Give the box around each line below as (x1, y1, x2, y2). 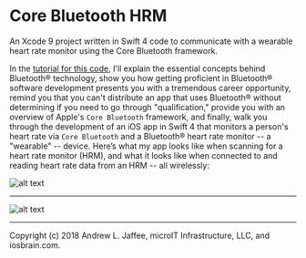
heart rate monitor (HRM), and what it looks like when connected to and (9, 150, 278, 160)
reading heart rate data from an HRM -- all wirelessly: (9, 160, 209, 170)
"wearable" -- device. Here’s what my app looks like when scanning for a (9, 140, 284, 151)
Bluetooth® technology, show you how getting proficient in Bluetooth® (9, 72, 273, 83)
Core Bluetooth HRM (9, 5, 168, 26)
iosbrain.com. (9, 239, 61, 251)
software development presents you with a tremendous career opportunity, (9, 82, 291, 93)
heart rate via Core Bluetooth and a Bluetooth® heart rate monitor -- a (9, 130, 271, 141)
